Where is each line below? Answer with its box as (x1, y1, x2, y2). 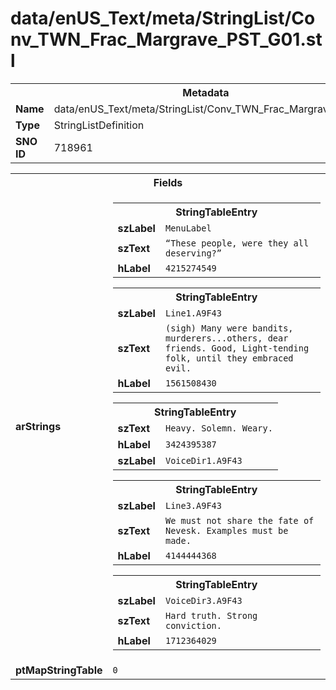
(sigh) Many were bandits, (164, 322, 294, 334)
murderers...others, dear (164, 332, 289, 344)
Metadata (182, 85, 230, 99)
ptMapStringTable (15, 663, 103, 677)
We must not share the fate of (164, 515, 315, 526)
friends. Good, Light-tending (164, 342, 310, 354)
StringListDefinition (53, 118, 145, 132)
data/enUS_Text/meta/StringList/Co (10, 7, 316, 30)
